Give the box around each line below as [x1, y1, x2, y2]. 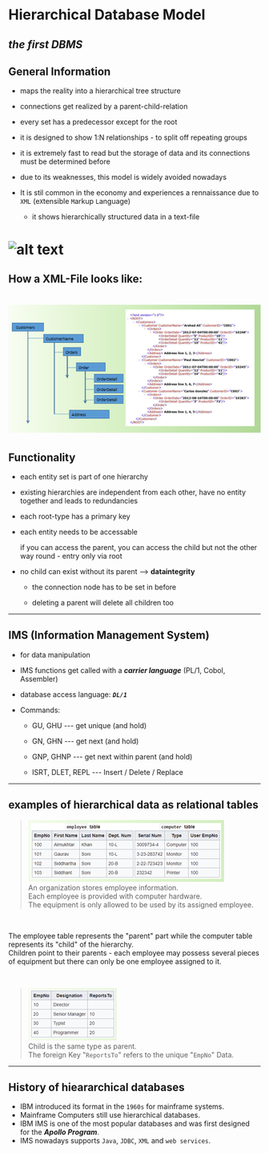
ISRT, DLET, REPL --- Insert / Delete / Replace [31, 767, 184, 776]
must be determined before [19, 157, 110, 166]
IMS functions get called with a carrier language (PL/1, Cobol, [19, 665, 226, 675]
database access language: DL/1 [19, 689, 128, 699]
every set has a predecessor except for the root [19, 117, 178, 127]
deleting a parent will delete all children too [31, 598, 175, 608]
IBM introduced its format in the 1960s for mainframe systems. [19, 1102, 225, 1111]
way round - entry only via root [19, 552, 122, 561]
